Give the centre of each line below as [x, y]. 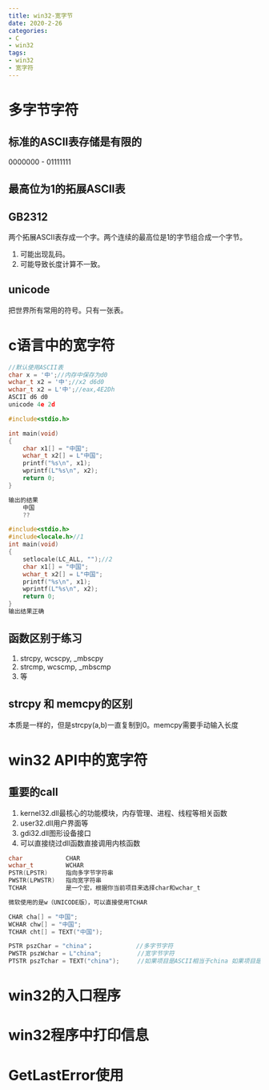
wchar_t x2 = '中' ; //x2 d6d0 [56, 382]
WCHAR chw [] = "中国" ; [45, 924]
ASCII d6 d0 [28, 398]
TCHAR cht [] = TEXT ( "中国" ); [56, 932]
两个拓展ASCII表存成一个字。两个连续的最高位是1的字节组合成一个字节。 [128, 236]
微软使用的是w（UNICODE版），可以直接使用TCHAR [78, 902]
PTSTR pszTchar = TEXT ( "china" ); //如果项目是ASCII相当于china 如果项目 [132, 961]
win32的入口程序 [65, 996]
